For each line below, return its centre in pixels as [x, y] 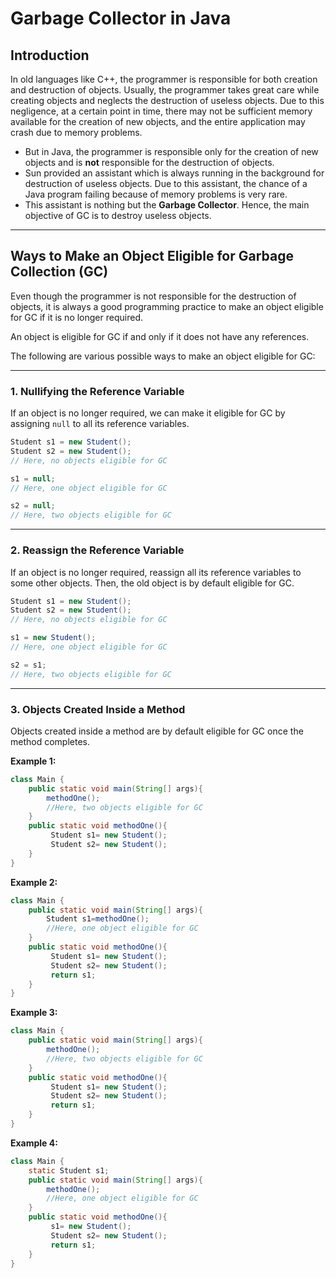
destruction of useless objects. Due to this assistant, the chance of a [166, 183]
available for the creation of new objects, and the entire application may [158, 121]
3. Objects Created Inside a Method [98, 709]
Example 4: [34, 1143]
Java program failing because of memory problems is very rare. [156, 194]
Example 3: [34, 1013]
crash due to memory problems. [76, 132]
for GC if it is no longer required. [76, 317]
